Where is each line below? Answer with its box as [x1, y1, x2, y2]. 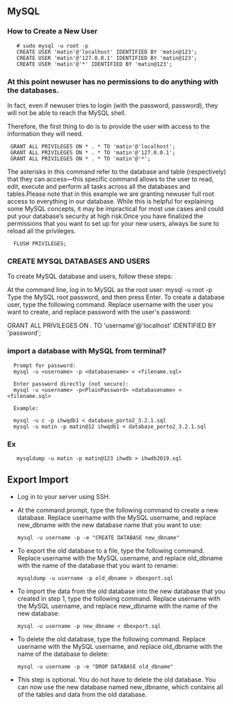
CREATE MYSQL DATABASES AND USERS [7, 256, 151, 266]
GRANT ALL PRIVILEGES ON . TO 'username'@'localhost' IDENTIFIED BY [7, 321, 217, 330]
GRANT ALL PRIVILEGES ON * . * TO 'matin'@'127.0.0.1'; [10, 149, 176, 156]
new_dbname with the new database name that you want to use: [17, 521, 202, 529]
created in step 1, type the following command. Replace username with [17, 594, 220, 602]
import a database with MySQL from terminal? [7, 346, 166, 356]
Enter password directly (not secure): [13, 380, 129, 388]
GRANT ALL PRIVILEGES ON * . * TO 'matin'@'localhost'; [10, 143, 176, 150]
